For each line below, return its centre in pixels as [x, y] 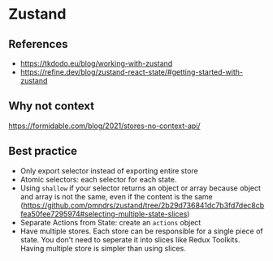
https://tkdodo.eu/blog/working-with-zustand [96, 63]
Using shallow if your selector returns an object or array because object [141, 188]
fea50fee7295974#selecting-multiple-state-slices [104, 214]
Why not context [52, 106]
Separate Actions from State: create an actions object [110, 222]
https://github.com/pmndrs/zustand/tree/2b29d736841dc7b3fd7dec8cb [144, 205]
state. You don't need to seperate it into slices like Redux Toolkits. [130, 239]
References [38, 44]
